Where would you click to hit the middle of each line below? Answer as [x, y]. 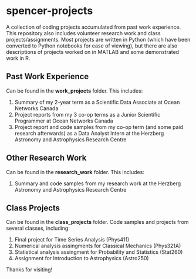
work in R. [18, 58]
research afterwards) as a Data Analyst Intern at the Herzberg [89, 133]
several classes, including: [38, 228]
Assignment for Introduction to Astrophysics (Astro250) [82, 258]
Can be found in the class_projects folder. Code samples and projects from [97, 222]
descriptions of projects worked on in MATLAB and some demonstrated [93, 52]
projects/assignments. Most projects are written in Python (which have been [98, 39]
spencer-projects [50, 11]
